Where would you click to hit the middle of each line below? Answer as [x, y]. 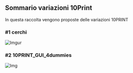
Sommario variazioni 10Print [49, 8]
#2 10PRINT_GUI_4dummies [38, 55]
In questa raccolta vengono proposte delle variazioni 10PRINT [67, 19]
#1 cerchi [16, 32]
